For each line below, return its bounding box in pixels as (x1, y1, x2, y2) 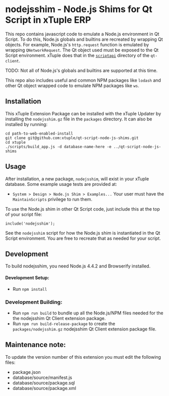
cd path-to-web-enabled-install (5, 131, 73, 136)
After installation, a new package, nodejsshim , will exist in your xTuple (5, 175, 149, 182)
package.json (12, 369, 41, 375)
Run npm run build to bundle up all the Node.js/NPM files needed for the (12, 310, 163, 316)
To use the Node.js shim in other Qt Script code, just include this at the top (5, 206, 160, 212)
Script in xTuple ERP (5, 14, 91, 26)
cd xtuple (5, 140, 26, 145)
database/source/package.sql (12, 379, 75, 386)
